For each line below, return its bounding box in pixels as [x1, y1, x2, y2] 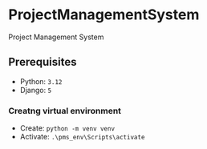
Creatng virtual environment [8, 105, 122, 116]
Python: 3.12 [19, 76, 63, 86]
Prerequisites [8, 55, 77, 69]
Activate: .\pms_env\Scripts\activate [19, 132, 145, 142]
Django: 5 [19, 85, 52, 95]
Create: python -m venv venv [19, 123, 115, 133]
